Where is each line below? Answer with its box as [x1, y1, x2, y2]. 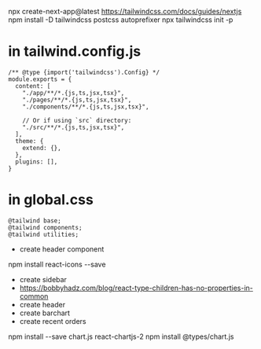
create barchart [19, 308, 71, 318]
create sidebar [19, 274, 67, 284]
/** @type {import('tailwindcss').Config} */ [8, 68, 160, 76]
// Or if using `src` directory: [22, 116, 132, 124]
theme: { [15, 137, 44, 145]
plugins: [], [15, 157, 58, 166]
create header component [19, 244, 105, 254]
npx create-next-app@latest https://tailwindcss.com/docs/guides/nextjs [8, 7, 242, 16]
